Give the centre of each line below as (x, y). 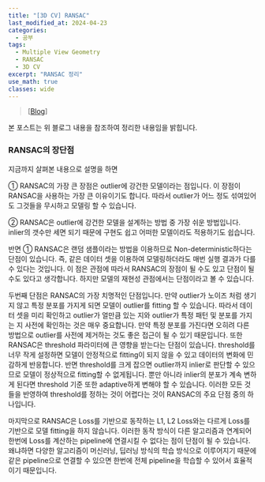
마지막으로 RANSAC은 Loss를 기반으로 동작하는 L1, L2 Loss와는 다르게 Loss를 (129, 420)
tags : (17, 45)
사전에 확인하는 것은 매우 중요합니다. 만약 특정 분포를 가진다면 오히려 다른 (137, 325)
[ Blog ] (37, 111)
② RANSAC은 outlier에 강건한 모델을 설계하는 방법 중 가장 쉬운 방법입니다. (125, 222)
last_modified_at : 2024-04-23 (58, 23)
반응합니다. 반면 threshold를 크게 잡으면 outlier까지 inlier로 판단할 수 (135, 364)
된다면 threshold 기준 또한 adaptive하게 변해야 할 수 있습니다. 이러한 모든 (129, 384)
